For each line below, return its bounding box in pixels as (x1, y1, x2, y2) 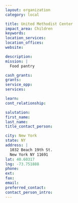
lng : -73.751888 (5, 161, 39, 166)
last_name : (5, 119, 28, 124)
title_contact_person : (5, 124, 53, 129)
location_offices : (5, 40, 44, 46)
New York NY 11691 (10, 152, 49, 157)
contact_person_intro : (5, 190, 53, 195)
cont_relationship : (5, 100, 46, 106)
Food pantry (10, 63, 35, 69)
